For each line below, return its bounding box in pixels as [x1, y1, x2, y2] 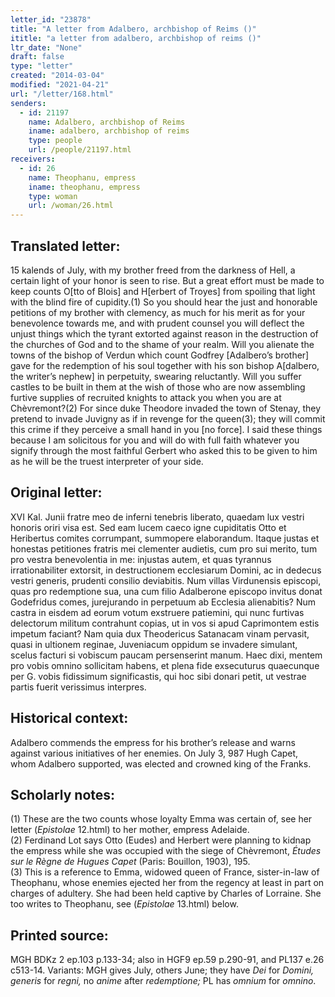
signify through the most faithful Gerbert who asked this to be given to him [10, 444, 318, 456]
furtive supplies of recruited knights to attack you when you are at [10, 391, 282, 403]
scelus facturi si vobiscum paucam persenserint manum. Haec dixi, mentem [10, 649, 323, 661]
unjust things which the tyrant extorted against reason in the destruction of [10, 327, 319, 340]
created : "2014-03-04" [10, 71, 105, 81]
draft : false [10, 52, 65, 62]
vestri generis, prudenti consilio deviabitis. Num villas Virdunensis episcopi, [10, 574, 322, 586]
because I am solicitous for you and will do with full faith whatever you [10, 434, 300, 446]
